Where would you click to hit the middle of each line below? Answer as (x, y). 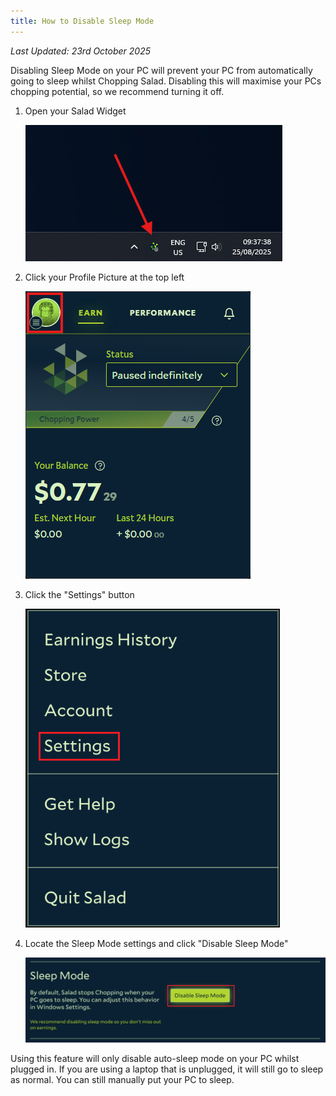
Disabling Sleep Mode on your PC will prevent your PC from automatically (161, 70)
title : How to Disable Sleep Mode (82, 21)
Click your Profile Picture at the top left (104, 277)
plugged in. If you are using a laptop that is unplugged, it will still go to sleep (167, 1069)
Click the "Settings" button (79, 594)
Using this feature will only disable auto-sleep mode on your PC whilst (155, 1058)
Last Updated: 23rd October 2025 (81, 51)
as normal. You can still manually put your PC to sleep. (122, 1079)
